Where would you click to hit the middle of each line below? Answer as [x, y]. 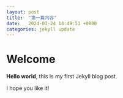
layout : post [23, 12]
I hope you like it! [28, 88]
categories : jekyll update [41, 29]
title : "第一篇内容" [32, 18]
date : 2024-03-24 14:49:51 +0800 [52, 23]
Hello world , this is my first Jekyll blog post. [62, 77]
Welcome [31, 59]
